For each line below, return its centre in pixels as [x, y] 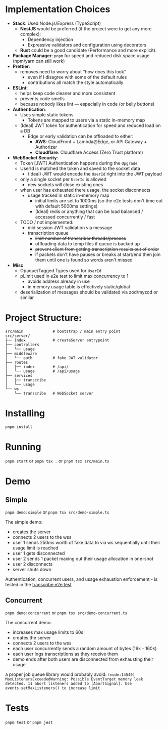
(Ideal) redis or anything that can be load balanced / [89, 211]
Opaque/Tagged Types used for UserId [61, 270]
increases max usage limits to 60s [48, 632]
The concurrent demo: [29, 622]
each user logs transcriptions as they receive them [65, 654]
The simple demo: [24, 522]
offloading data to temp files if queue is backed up [88, 243]
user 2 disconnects [33, 564]
